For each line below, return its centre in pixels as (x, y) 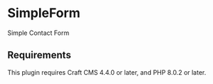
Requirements (39, 55)
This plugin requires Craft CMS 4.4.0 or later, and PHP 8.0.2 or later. (107, 72)
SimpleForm (44, 13)
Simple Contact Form (38, 33)
